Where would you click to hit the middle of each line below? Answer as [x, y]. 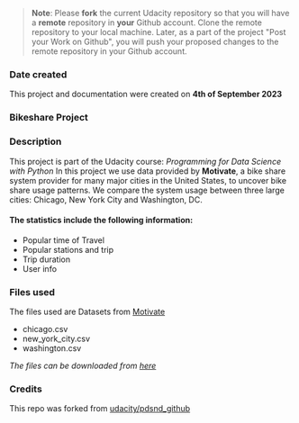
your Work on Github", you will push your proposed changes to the [155, 41]
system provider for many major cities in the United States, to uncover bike [148, 180]
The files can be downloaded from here [83, 366]
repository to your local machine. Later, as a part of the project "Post [159, 32]
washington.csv [52, 348]
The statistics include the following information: [101, 220]
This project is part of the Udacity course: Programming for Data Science [145, 161]
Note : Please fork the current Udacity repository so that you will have [160, 13]
